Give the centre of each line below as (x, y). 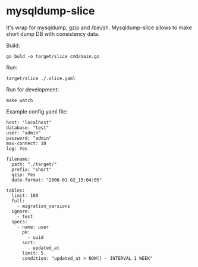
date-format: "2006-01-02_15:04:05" (57, 180)
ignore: (21, 211)
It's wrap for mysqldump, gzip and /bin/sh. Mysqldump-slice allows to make (99, 27)
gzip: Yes (23, 174)
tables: (16, 190)
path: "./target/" (34, 164)
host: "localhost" (29, 122)
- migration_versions (43, 206)
